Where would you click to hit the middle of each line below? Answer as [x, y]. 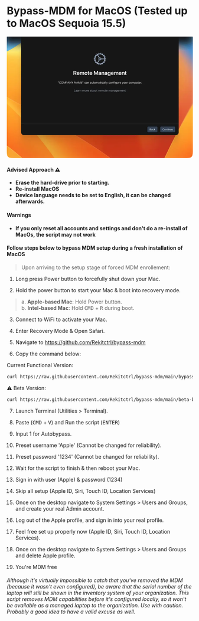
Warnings [19, 215]
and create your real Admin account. [60, 508]
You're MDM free [36, 567]
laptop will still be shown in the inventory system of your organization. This [98, 593]
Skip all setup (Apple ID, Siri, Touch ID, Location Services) [85, 491]
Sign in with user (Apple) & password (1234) [69, 479]
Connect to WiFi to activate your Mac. [61, 319]
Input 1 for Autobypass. [43, 434]
